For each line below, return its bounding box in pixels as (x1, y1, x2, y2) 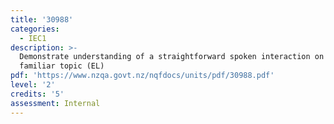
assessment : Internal (10, 98, 101, 108)
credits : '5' (10, 89, 65, 99)
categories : (10, 24, 60, 34)
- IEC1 (19, 33, 47, 43)
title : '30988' (10, 14, 74, 25)
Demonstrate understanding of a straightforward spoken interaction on (19, 52, 325, 62)
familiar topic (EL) (19, 61, 105, 71)
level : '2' (10, 80, 56, 90)
